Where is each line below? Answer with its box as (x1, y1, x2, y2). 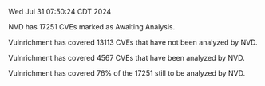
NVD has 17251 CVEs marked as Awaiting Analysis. (8, 22, 176, 31)
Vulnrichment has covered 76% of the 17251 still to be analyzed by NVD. (8, 68, 246, 78)
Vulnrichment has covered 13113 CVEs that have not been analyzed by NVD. (8, 37, 258, 47)
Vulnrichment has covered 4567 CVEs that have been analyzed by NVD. (8, 53, 245, 62)
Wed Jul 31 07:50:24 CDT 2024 (8, 7, 112, 16)
